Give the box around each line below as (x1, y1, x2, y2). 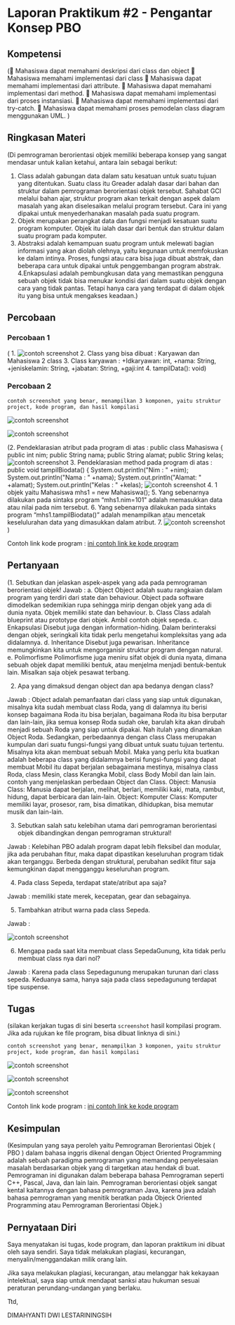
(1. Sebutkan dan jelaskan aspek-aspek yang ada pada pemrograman (7, 578, 207, 586)
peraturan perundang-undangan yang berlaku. (7, 1283, 142, 1293)
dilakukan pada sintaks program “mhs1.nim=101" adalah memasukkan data (7, 495, 223, 504)
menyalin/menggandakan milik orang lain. (7, 1255, 128, 1264)
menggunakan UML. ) (7, 111, 70, 120)
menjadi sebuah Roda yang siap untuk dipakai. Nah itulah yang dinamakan (7, 725, 222, 734)
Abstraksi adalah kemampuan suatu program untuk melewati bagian (17, 239, 215, 247)
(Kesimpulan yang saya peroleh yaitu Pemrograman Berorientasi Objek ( (7, 1141, 215, 1150)
